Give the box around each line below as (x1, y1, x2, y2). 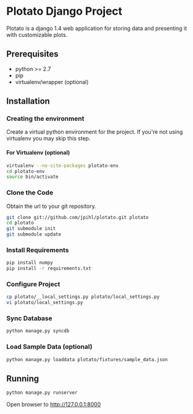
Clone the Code (6, 188, 54, 197)
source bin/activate (6, 174, 59, 180)
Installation (6, 96, 50, 107)
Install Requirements (6, 245, 69, 254)
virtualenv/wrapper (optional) (15, 78, 89, 85)
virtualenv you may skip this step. (6, 135, 90, 142)
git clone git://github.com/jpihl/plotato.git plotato (6, 214, 149, 220)
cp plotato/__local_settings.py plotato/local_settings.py (6, 294, 160, 300)
